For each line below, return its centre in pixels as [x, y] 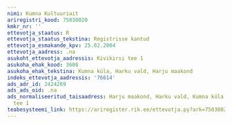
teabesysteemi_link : [37, 110]
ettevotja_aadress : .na [41, 52]
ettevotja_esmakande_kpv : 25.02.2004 [61, 45]
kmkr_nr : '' [24, 26]
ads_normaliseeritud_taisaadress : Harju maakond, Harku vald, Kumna [108, 97]
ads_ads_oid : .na [32, 90]
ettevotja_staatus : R [38, 33]
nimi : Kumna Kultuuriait [43, 13]
